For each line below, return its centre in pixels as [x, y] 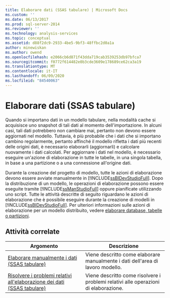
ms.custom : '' [20, 15]
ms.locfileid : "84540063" [32, 81]
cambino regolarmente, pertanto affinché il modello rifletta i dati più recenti [83, 141]
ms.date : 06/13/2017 [27, 19]
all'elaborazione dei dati [36, 282]
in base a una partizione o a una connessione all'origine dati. [68, 163]
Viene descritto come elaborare [123, 254]
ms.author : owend [24, 52]
